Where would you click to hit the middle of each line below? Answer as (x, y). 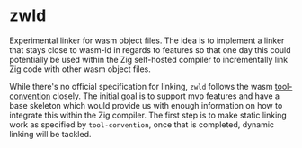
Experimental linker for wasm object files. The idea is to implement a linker (147, 40)
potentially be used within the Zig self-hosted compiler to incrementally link (149, 59)
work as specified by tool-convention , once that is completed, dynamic (142, 124)
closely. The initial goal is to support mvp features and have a (166, 96)
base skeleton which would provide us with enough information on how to (146, 105)
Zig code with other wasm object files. (80, 69)
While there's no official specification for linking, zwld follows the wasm (141, 86)
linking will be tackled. (50, 134)
